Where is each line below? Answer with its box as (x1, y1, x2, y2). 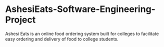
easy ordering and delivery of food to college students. (5, 36, 118, 42)
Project (5, 14, 36, 25)
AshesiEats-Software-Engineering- (5, 3, 156, 15)
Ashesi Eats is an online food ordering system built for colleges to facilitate (5, 30, 159, 36)
